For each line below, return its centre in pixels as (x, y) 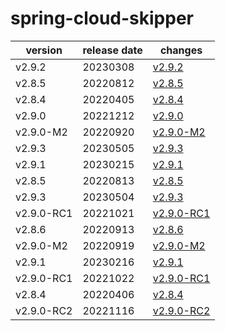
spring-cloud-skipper (102, 18)
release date (112, 50)
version (44, 50)
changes (181, 50)
